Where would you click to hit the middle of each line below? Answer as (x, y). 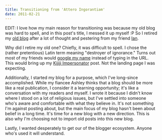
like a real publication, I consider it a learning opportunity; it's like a (72, 88)
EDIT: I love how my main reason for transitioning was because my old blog (80, 28)
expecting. (16, 68)
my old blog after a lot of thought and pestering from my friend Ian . (72, 38)
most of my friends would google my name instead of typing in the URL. (77, 58)
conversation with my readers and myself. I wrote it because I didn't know (79, 93)
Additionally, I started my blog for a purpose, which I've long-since (72, 78)
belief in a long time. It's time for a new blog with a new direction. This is (77, 113)
